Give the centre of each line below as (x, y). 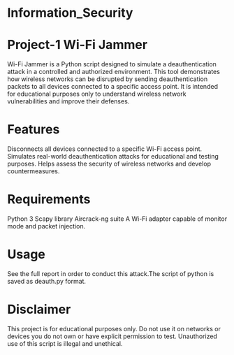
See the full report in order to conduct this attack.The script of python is (111, 273)
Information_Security (70, 13)
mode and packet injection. (46, 226)
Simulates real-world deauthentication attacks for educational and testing (113, 157)
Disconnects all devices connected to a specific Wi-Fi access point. (105, 149)
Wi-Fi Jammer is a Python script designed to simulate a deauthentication (112, 64)
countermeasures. (34, 171)
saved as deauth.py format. (46, 281)
